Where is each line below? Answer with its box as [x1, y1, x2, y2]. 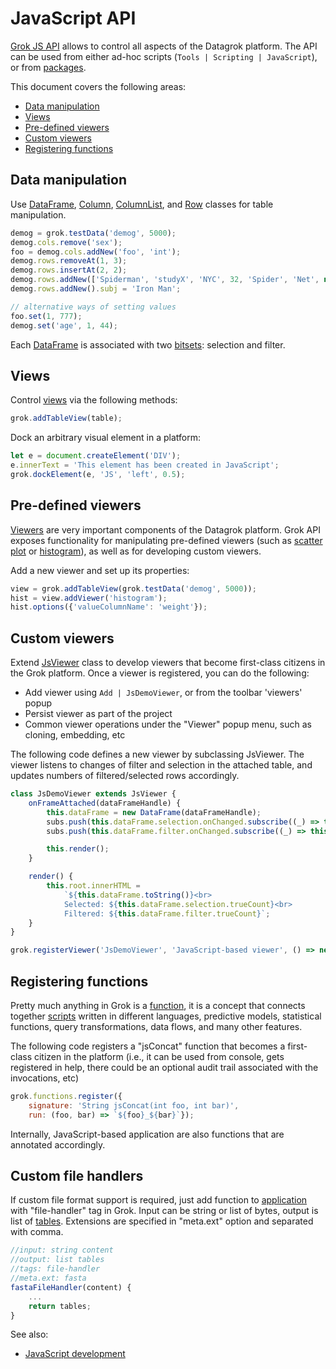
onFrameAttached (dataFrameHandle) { [28, 798, 182, 808]
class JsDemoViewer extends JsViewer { [10, 789, 177, 799]
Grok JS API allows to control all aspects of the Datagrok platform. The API [10, 40, 318, 52]
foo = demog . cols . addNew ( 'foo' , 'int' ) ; [10, 247, 182, 257]
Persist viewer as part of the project [24, 708, 173, 720]
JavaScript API [10, 7, 137, 30]
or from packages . [10, 61, 87, 73]
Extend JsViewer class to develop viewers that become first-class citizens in [10, 657, 326, 669]
